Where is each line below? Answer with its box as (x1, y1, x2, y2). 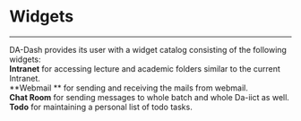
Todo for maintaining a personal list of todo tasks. (9, 101, 193, 112)
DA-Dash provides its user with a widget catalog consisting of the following (9, 44, 287, 55)
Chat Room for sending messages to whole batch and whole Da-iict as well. (9, 91, 289, 102)
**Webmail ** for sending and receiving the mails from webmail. (9, 82, 248, 93)
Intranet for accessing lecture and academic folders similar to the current (9, 63, 280, 73)
